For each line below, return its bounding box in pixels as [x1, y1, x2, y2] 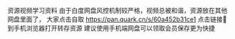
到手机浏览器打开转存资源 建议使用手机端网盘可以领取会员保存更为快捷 [7, 24, 215, 32]
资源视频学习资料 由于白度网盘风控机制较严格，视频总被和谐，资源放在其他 [7, 6, 228, 14]
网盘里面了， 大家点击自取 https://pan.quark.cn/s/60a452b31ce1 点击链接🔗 [7, 15, 227, 23]
